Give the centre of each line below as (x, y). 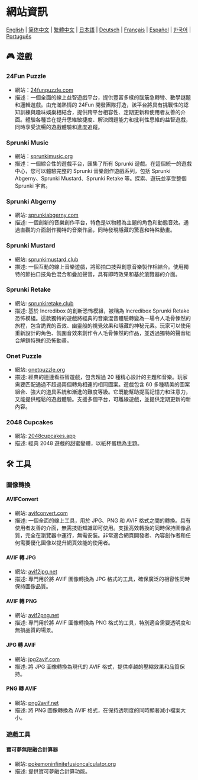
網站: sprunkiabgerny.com (46, 215)
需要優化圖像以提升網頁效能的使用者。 (66, 543)
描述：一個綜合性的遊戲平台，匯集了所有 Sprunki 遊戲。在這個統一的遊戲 (103, 163)
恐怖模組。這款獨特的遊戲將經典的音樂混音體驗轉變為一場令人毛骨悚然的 (103, 318)
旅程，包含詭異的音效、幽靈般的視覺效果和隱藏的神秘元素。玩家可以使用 (103, 325)
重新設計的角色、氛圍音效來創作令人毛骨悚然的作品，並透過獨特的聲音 (100, 333)
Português (19, 36)
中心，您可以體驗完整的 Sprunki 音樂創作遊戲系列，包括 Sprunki (92, 171)
